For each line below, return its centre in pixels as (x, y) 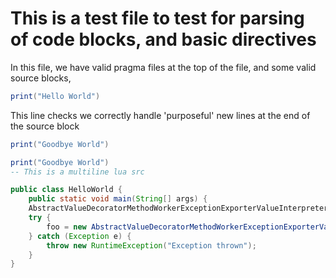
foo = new (66, 227)
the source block (45, 126)
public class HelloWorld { (66, 190)
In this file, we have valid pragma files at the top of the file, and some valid (163, 67)
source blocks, (41, 78)
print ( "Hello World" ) (55, 96)
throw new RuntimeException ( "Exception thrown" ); (151, 245)
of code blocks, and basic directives (163, 39)
